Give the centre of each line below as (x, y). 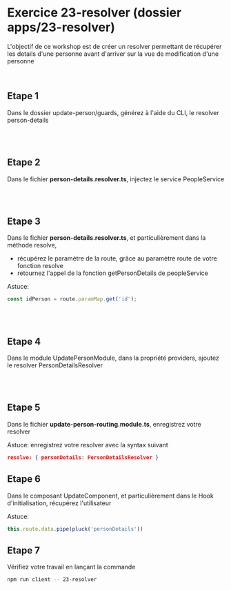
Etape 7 (23, 550)
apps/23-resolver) (61, 27)
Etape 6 (24, 479)
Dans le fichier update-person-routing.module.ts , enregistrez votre (104, 424)
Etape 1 (23, 96)
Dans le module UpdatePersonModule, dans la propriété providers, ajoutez (113, 358)
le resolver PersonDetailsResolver (55, 365)
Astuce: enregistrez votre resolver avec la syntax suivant (88, 445)
